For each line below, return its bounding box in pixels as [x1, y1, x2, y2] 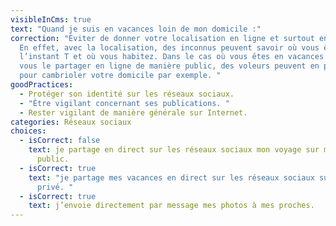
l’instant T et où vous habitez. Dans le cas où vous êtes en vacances [19, 52, 325, 62]
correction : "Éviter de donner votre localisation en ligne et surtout [10, 33, 315, 43]
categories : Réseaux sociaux [10, 117, 132, 127]
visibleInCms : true [10, 14, 92, 25]
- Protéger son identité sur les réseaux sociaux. [19, 89, 235, 99]
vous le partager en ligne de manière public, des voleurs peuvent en [19, 61, 320, 71]
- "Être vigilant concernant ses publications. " [19, 98, 230, 108]
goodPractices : [10, 80, 74, 90]
